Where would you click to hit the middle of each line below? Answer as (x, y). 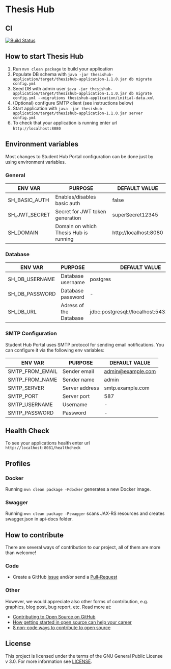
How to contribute (35, 535)
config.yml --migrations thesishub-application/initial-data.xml (83, 98)
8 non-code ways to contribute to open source (62, 627)
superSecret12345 (135, 214)
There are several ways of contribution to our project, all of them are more (83, 548)
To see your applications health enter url (48, 443)
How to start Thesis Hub (45, 56)
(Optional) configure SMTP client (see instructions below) (73, 103)
